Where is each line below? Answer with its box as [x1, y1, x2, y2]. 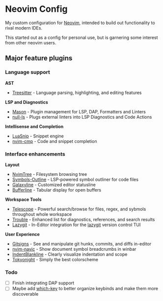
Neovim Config [5, 3, 68, 15]
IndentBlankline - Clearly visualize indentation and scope [12, 251, 128, 257]
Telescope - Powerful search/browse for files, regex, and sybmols [12, 206, 146, 212]
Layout [5, 162, 20, 167]
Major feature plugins [5, 54, 73, 63]
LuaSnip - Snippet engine [12, 133, 64, 139]
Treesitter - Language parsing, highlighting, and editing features [12, 90, 142, 96]
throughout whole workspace [12, 211, 72, 217]
